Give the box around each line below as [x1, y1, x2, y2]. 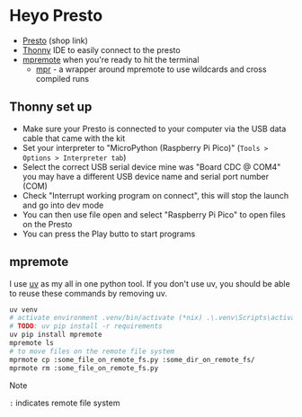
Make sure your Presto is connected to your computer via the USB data [22, 123, 287, 134]
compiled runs [35, 73, 90, 84]
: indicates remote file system [9, 397, 120, 408]
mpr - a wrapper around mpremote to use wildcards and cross [35, 64, 267, 75]
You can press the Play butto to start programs [22, 228, 196, 239]
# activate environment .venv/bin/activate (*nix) [9, 314, 203, 323]
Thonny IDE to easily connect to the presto [22, 44, 182, 55]
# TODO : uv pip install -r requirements [9, 322, 164, 331]
